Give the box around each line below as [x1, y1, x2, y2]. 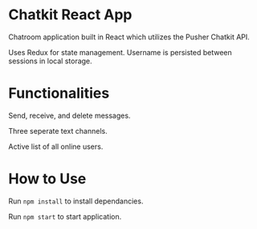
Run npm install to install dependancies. [8, 196, 144, 206]
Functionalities [8, 84, 110, 102]
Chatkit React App [8, 6, 133, 24]
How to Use [8, 170, 87, 188]
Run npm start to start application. [8, 211, 122, 221]
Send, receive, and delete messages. [8, 110, 131, 120]
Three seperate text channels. [8, 126, 108, 135]
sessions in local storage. [8, 56, 92, 66]
